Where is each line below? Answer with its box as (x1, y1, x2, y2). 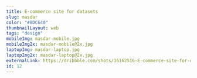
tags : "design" (6, 30, 43, 36)
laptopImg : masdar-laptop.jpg (6, 47, 80, 53)
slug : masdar (6, 14, 38, 20)
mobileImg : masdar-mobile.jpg (6, 36, 80, 42)
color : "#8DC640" (6, 19, 49, 25)
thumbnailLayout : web (6, 25, 59, 31)
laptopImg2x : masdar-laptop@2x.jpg (6, 52, 93, 58)
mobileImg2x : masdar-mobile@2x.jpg (6, 42, 93, 48)
